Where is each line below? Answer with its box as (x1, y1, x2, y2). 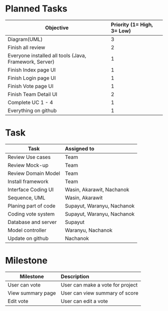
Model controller (7, 226, 46, 233)
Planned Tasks (5, 3, 67, 14)
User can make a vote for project (60, 281, 138, 288)
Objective (44, 24, 69, 31)
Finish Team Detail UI (7, 90, 57, 97)
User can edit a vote (60, 297, 108, 304)
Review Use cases (7, 153, 51, 160)
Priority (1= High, (110, 21, 153, 28)
